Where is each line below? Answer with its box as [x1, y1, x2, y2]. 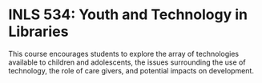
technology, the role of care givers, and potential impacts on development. [8, 65, 255, 75]
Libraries [8, 22, 69, 41]
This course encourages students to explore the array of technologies [8, 49, 239, 58]
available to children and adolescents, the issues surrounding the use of [8, 57, 246, 67]
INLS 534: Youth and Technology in [8, 6, 248, 24]
